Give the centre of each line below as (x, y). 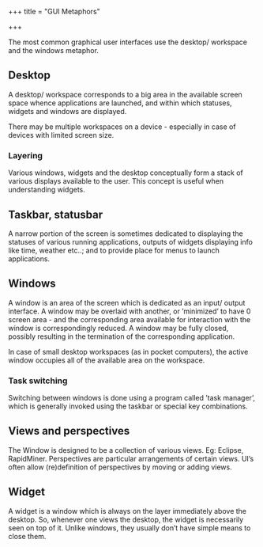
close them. (27, 536)
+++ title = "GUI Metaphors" (54, 11)
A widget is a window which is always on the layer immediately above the (128, 511)
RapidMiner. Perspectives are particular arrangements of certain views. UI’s (131, 458)
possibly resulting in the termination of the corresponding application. (122, 336)
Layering (26, 155)
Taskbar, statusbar (56, 214)
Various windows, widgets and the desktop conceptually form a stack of (126, 173)
